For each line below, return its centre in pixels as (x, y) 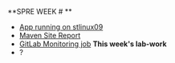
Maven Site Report (50, 35)
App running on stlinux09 (61, 27)
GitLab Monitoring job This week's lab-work (93, 44)
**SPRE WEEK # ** (40, 12)
